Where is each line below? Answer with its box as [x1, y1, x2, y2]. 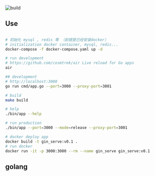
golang [5, 162, 28, 171]
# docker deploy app [5, 134, 49, 139]
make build [5, 98, 28, 103]
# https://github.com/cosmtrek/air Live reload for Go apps [5, 61, 135, 66]
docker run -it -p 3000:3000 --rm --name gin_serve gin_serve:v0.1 [5, 148, 150, 154]
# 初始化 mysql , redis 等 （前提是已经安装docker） [5, 37, 109, 42]
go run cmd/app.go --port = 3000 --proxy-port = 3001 [5, 83, 112, 89]
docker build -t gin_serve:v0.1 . [5, 139, 78, 144]
